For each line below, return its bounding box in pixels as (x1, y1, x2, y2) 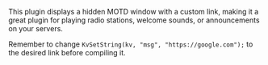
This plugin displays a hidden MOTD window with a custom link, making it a (8, 7, 259, 16)
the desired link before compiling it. (8, 48, 127, 57)
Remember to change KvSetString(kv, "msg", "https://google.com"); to (8, 39, 253, 49)
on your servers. (8, 24, 63, 33)
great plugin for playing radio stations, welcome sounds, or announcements (8, 15, 260, 25)
